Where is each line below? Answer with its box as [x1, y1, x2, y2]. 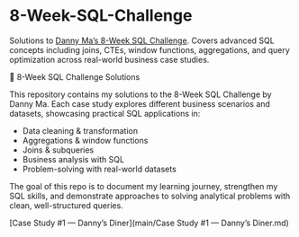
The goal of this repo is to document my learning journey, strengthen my [9, 180, 278, 191]
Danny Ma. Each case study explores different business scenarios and [9, 98, 270, 109]
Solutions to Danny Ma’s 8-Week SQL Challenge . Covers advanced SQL [9, 35, 275, 46]
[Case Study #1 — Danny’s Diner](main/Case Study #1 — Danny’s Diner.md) [9, 217, 290, 228]
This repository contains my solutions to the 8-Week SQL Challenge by [9, 89, 272, 100]
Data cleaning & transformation [22, 125, 138, 136]
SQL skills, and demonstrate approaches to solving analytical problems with [9, 190, 291, 201]
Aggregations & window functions [22, 135, 149, 145]
